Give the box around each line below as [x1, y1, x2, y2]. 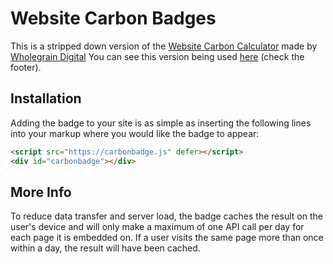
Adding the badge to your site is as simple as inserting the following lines [10, 117, 312, 129]
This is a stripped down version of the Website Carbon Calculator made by [10, 40, 318, 52]
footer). [10, 61, 42, 73]
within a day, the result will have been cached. [10, 242, 201, 254]
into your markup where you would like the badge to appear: [10, 127, 260, 139]
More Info [10, 183, 72, 201]
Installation [10, 90, 82, 107]
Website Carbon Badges [10, 7, 217, 30]
